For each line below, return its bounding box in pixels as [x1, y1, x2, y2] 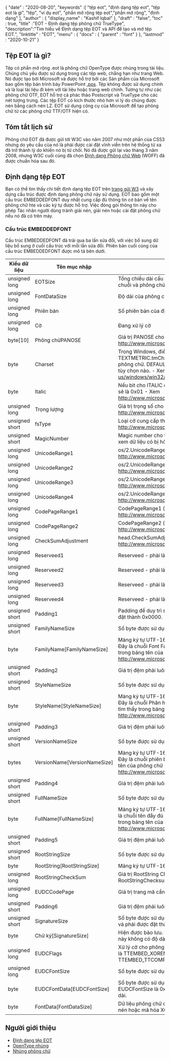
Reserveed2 [34, 566, 64, 573]
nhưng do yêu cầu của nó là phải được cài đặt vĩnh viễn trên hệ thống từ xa [5, 142, 162, 148]
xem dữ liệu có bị [118, 438, 159, 445]
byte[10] [8, 336, 29, 343]
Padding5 [34, 836, 58, 843]
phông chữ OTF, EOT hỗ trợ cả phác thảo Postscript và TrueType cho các [5, 91, 158, 98]
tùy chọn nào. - [118, 367, 155, 374]
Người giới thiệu [5, 1023, 57, 1033]
